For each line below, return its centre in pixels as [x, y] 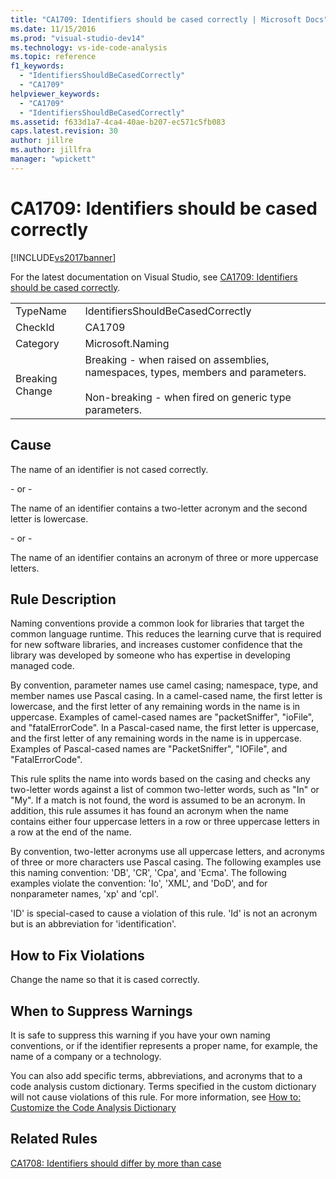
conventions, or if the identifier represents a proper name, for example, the [164, 1045]
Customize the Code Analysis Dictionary [93, 1107]
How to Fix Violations [77, 955]
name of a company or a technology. [86, 1056]
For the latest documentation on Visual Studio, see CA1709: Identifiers [154, 277]
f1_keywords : [37, 66]
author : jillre [42, 141]
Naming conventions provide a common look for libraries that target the [157, 623]
